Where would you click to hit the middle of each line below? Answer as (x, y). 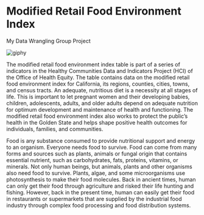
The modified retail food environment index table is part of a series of (93, 64)
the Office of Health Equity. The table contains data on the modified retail (98, 77)
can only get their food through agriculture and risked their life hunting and (100, 186)
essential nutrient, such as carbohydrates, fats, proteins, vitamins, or (92, 160)
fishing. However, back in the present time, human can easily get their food (100, 192)
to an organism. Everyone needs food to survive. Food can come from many (102, 147)
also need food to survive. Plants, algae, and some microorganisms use (96, 173)
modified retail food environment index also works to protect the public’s (97, 116)
